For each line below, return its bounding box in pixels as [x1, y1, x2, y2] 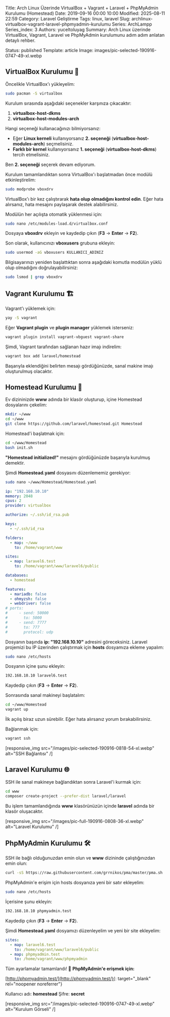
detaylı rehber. [5, 37, 36, 43]
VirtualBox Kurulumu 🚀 [5, 67, 79, 76]
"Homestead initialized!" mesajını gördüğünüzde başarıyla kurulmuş [5, 454, 150, 461]
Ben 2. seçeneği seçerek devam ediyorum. [5, 161, 96, 167]
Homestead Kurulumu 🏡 [5, 383, 82, 392]
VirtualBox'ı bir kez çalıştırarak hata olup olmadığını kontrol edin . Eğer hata [5, 196, 164, 202]
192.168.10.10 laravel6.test [5, 673, 67, 679]
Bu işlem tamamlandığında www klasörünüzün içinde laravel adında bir [5, 803, 155, 809]
